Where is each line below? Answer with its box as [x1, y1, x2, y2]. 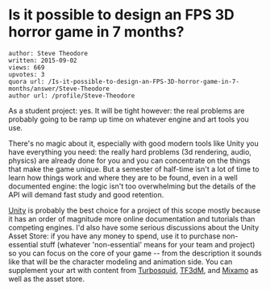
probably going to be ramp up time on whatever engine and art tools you [8, 114, 250, 124]
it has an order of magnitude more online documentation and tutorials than [8, 213, 255, 223]
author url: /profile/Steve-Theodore [8, 91, 135, 100]
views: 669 [8, 63, 45, 72]
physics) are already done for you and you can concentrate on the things [8, 155, 251, 165]
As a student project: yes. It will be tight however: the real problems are [8, 106, 245, 115]
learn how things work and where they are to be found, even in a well [8, 172, 238, 182]
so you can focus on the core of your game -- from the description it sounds [8, 248, 262, 258]
